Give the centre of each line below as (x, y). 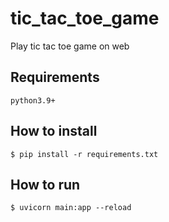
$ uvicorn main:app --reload (71, 208)
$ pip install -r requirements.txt (84, 154)
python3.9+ (33, 100)
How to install (54, 131)
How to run (45, 184)
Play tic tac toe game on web (70, 46)
